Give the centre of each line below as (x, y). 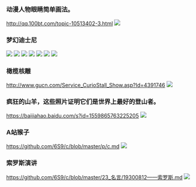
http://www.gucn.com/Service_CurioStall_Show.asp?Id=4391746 (86, 85)
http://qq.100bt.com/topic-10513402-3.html (60, 24)
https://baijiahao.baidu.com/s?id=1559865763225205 (73, 116)
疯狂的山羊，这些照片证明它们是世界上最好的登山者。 (83, 102)
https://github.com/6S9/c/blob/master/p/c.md (63, 146)
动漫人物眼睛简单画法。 (40, 9)
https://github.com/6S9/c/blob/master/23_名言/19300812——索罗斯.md (94, 177)
